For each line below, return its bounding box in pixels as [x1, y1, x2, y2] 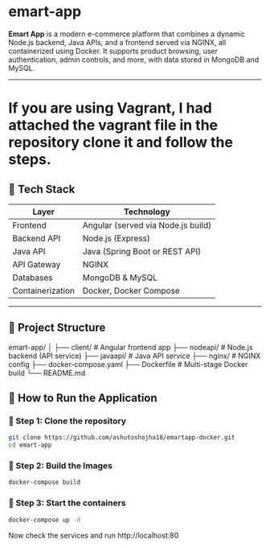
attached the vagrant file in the [8, 116, 219, 134]
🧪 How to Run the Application [8, 391, 158, 405]
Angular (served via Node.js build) [82, 220, 211, 231]
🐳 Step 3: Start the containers [8, 497, 126, 509]
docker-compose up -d [8, 516, 81, 524]
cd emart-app [8, 441, 52, 449]
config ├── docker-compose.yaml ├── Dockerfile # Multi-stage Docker [8, 359, 248, 369]
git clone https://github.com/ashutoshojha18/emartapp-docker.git [8, 434, 235, 442]
